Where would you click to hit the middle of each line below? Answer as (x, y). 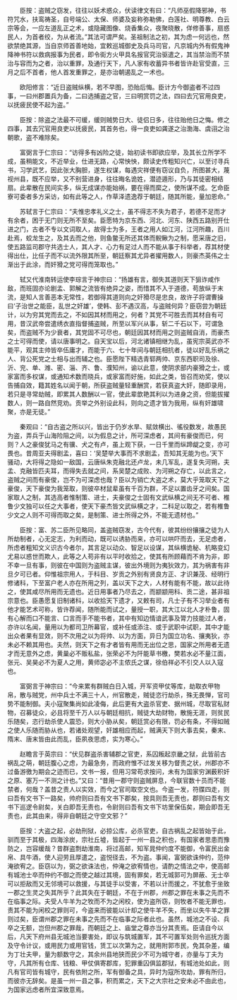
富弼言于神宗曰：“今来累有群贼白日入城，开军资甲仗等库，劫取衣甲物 (120, 686)
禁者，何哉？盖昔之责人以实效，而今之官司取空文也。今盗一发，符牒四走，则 (119, 789)
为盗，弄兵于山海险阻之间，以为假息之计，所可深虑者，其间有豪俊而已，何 (115, 435)
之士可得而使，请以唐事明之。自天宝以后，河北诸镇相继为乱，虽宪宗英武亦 (115, 341)
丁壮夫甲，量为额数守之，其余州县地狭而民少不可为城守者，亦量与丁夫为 (118, 954)
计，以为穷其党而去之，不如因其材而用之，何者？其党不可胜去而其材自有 (112, 315)
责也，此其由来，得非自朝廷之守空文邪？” (68, 816)
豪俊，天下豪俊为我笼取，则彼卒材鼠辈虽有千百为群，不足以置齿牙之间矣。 (115, 488)
